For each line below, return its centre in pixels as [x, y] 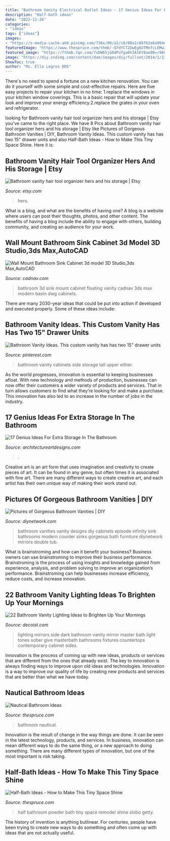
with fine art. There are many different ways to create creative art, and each [84, 478]
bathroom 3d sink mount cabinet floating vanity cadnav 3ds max [85, 288]
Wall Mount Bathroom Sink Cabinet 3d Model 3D [83, 243]
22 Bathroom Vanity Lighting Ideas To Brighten [80, 595]
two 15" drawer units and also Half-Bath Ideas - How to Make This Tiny [79, 140]
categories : [18, 24]
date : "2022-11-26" [26, 19]
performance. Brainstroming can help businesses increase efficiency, [78, 573]
